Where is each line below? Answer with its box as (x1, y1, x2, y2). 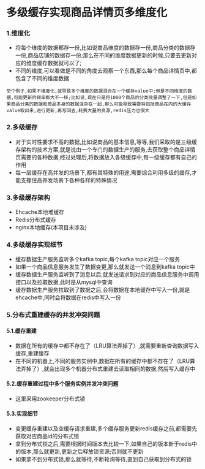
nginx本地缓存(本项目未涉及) (15, 224, 88, 231)
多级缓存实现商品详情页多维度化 (6, 6, 168, 20)
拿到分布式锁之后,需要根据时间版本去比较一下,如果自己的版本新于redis (15, 440, 192, 448)
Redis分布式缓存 (15, 216, 57, 224)
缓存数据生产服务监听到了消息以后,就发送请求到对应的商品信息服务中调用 (15, 271, 199, 278)
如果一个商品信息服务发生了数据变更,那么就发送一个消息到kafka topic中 (15, 263, 195, 270)
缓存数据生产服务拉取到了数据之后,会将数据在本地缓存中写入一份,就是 (15, 286, 190, 294)
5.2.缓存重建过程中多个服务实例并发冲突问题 (6, 380, 119, 387)
